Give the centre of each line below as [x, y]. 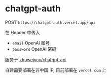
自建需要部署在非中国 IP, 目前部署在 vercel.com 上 [56, 70]
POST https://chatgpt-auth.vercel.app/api [50, 22]
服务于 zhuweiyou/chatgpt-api [36, 59]
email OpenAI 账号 [31, 43]
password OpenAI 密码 [34, 49]
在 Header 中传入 [23, 32]
